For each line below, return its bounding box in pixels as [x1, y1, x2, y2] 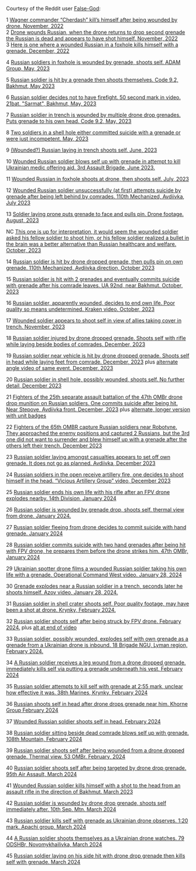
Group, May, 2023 [6, 65, 50, 72]
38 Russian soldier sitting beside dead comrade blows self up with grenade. [6, 729, 189, 736]
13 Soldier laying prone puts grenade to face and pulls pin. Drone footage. [6, 211, 184, 217]
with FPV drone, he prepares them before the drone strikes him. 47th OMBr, [6, 547, 188, 554]
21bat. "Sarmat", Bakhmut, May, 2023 [6, 100, 97, 107]
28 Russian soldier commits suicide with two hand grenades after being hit [6, 541, 186, 548]
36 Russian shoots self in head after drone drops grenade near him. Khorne [6, 701, 188, 707]
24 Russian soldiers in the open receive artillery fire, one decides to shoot [6, 471, 184, 478]
